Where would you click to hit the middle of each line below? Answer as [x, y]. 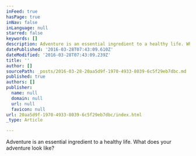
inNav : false [22, 22]
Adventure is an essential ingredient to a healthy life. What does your [89, 142]
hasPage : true [23, 17]
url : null [23, 104]
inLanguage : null [27, 28]
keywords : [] [22, 39]
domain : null [27, 98]
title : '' [18, 60]
